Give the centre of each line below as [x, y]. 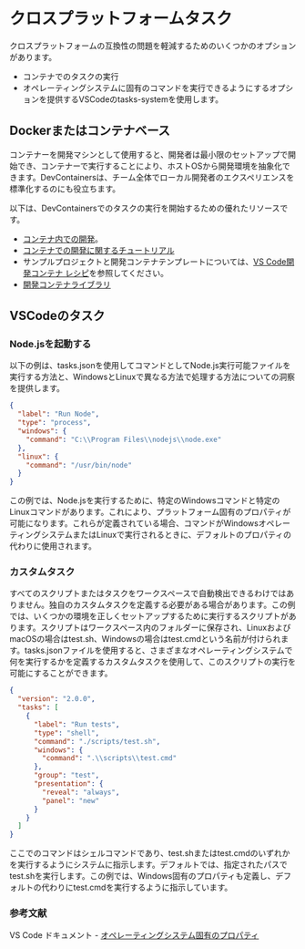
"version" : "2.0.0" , [56, 699]
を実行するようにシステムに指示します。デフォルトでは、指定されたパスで [149, 865]
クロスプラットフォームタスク [121, 19]
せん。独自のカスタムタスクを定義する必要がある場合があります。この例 [160, 605]
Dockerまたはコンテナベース [90, 131]
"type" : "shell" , [66, 733]
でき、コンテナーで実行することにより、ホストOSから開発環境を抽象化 [150, 166]
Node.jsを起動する [51, 345]
